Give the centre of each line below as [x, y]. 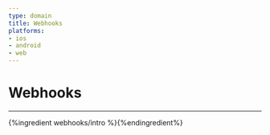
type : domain [30, 16]
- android [25, 46]
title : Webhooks [35, 23]
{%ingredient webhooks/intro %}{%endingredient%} [96, 122]
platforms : [27, 31]
